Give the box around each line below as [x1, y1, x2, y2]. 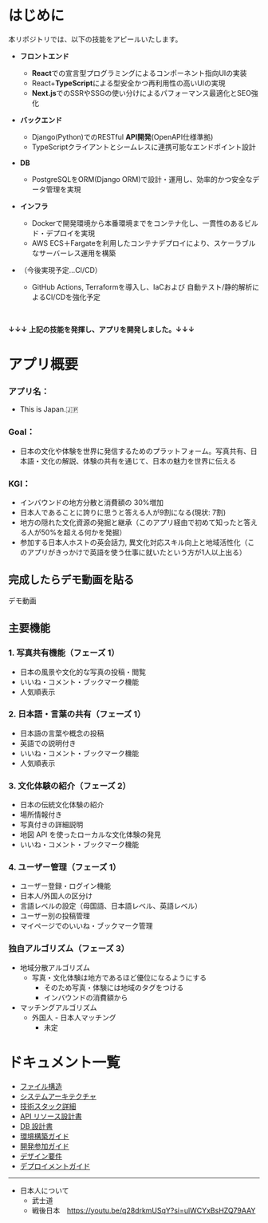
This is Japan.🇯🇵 [19, 404, 79, 414]
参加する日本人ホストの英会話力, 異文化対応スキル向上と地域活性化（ [19, 538, 248, 547]
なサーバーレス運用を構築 [31, 248, 116, 258]
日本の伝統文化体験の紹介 [19, 800, 104, 810]
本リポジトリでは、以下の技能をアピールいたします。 [8, 34, 183, 44]
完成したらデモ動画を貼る [8, 573, 134, 586]
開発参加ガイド [19, 1141, 69, 1150]
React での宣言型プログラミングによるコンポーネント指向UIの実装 [31, 68, 247, 77]
